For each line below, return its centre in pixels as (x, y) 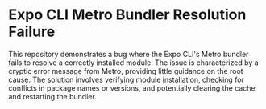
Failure (32, 32)
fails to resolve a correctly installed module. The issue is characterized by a (134, 63)
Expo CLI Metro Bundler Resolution (127, 15)
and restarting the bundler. (52, 96)
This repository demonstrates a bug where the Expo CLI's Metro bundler (129, 54)
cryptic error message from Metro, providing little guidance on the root (126, 71)
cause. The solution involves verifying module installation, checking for (126, 79)
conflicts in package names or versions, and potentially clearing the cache (132, 88)
